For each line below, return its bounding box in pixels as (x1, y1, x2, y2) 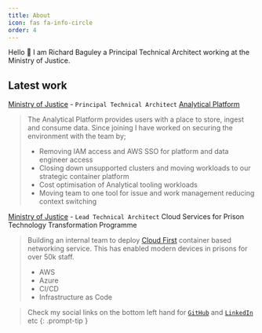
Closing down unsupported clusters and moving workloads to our (38, 163, 251, 173)
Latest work (8, 79, 67, 92)
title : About (8, 11, 51, 20)
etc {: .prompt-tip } (27, 316, 89, 326)
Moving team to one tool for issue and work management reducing (38, 188, 255, 198)
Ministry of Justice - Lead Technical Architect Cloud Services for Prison (8, 212, 245, 221)
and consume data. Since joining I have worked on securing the (27, 123, 233, 133)
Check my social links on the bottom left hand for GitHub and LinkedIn (27, 308, 253, 317)
